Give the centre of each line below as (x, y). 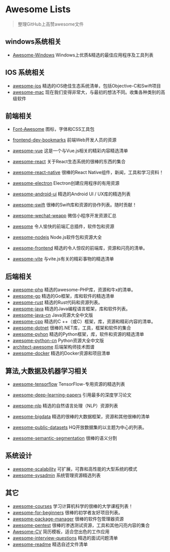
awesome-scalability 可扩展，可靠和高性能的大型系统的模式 (75, 469)
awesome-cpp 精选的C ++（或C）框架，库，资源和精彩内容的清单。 (84, 322)
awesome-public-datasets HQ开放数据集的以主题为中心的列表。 (80, 427)
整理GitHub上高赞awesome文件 (50, 24)
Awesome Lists (38, 9)
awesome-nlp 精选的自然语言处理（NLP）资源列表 (65, 406)
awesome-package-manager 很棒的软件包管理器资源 (68, 519)
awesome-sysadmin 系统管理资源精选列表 (57, 475)
